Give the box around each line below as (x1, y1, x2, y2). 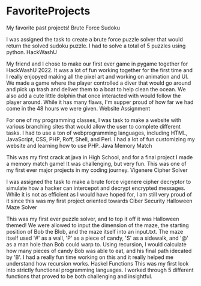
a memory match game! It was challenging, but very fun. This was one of (6, 160, 187, 167)
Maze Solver (6, 203, 37, 211)
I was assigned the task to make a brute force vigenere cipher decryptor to (6, 178, 191, 185)
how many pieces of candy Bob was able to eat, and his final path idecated (6, 247, 192, 254)
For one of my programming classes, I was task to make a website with (6, 116, 182, 124)
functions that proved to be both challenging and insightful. (6, 272, 153, 280)
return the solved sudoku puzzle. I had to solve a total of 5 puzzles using (6, 42, 186, 49)
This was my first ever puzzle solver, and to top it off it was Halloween (6, 215, 179, 222)
